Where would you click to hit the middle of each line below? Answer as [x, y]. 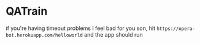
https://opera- [176, 29]
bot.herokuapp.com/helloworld [44, 35]
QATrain [27, 11]
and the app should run [113, 34]
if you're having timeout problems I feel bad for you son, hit [81, 28]
